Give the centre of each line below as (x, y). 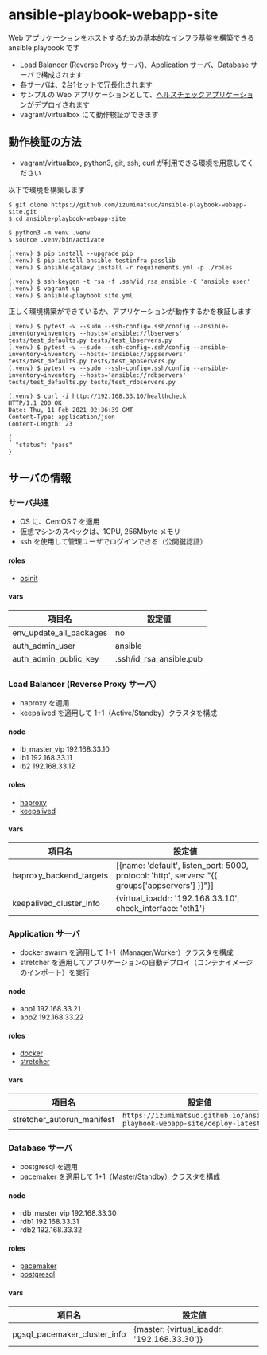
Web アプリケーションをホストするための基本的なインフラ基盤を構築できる (131, 37)
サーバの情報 (40, 479)
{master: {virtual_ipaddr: (179, 1329)
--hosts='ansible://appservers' (133, 354)
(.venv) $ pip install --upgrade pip (71, 253)
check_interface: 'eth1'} (161, 908)
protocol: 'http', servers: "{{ (166, 875)
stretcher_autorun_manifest (64, 1119)
